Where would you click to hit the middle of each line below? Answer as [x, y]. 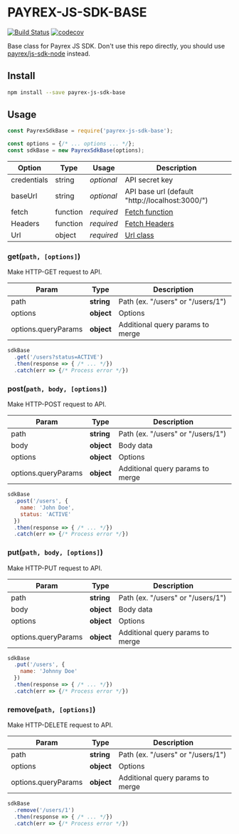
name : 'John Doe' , [47, 508]
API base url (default [159, 192]
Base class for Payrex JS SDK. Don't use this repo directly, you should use [116, 46]
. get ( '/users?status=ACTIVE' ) [58, 357]
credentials [30, 180]
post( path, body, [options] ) [57, 388]
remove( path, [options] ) [52, 709]
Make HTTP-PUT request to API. [55, 568]
